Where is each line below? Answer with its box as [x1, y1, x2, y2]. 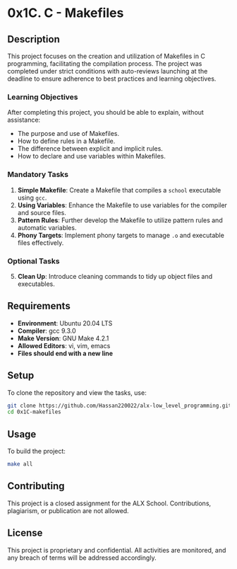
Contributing [7, 480, 65, 493]
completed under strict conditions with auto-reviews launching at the [7, 67, 208, 75]
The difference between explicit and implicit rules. [17, 144, 164, 153]
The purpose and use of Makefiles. [17, 130, 120, 138]
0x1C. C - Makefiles [7, 5, 124, 21]
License [7, 527, 43, 539]
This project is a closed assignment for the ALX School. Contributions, [7, 499, 212, 507]
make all [7, 461, 33, 468]
